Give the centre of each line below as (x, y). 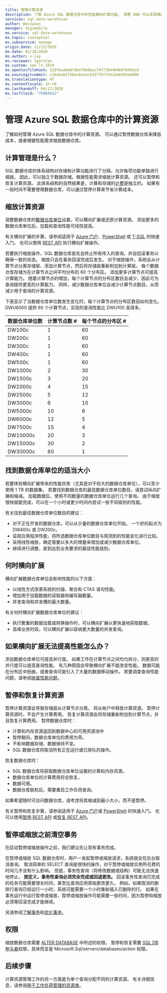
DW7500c (20, 427)
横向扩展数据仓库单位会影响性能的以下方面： (51, 578)
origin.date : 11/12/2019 (31, 47)
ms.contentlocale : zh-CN (31, 84)
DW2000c (20, 386)
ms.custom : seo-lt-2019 (30, 65)
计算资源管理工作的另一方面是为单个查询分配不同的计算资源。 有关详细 (78, 979)
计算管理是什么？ (31, 158)
